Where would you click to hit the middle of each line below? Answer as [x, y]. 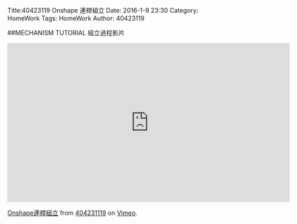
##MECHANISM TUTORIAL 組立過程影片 [66, 33]
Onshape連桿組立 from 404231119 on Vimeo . [72, 213]
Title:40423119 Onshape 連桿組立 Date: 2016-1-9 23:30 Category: [103, 10]
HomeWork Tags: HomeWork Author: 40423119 [76, 18]
